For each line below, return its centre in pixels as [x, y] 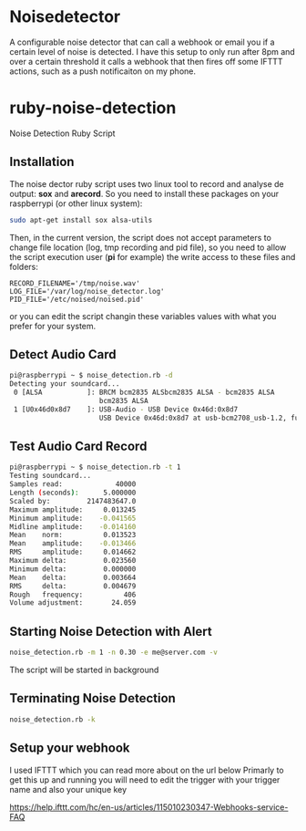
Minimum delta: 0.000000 [73, 569]
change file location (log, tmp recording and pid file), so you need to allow [148, 247]
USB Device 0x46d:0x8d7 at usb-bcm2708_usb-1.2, [193, 418]
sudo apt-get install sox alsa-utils [81, 220]
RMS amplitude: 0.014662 [73, 552]
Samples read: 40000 [73, 484]
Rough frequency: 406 [73, 595]
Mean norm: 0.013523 [73, 535]
